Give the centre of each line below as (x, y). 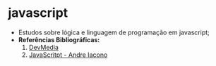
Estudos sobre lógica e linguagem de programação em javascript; (114, 32)
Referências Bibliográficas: (59, 39)
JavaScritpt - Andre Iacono (68, 55)
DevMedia (44, 47)
